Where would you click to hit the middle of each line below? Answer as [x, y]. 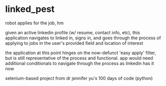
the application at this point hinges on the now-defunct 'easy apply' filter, [81, 53]
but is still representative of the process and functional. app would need [79, 58]
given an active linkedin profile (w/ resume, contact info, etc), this [72, 32]
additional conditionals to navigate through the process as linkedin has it [79, 63]
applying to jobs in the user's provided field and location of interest [74, 43]
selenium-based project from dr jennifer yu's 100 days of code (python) [79, 78]
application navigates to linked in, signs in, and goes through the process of [83, 38]
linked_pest [30, 9]
